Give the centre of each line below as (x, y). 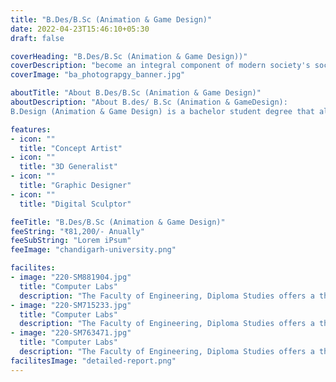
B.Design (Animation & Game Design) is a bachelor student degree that (162, 111)
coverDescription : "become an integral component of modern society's (160, 66)
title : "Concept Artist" (71, 148)
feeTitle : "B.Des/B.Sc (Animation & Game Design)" (118, 222)
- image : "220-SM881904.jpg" (71, 277)
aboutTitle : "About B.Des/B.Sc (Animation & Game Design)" (136, 93)
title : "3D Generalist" (68, 167)
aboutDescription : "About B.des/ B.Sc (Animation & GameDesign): (149, 102)
